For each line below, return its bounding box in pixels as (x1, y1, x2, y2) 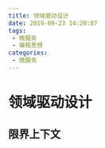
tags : (8, 26, 26, 34)
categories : (8, 49, 48, 57)
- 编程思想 (11, 42, 44, 50)
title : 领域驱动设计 (8, 11, 69, 20)
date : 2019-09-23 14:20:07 (8, 19, 98, 27)
